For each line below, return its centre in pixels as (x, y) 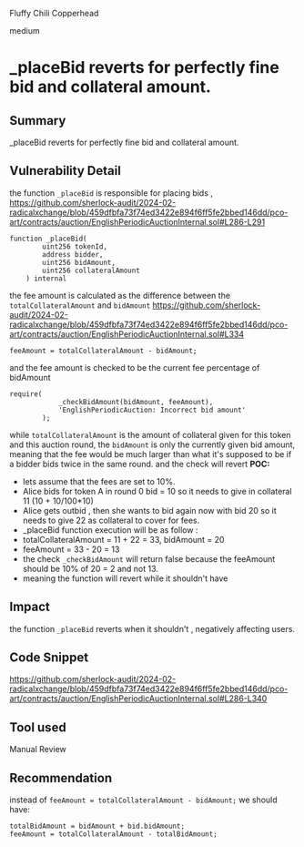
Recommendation (61, 778)
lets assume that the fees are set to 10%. (99, 481)
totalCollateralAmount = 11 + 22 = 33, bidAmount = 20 (123, 539)
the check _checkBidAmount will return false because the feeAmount (149, 558)
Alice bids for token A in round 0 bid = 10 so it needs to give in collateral (157, 491)
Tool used (38, 727)
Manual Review (38, 750)
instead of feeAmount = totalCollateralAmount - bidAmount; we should (143, 800)
